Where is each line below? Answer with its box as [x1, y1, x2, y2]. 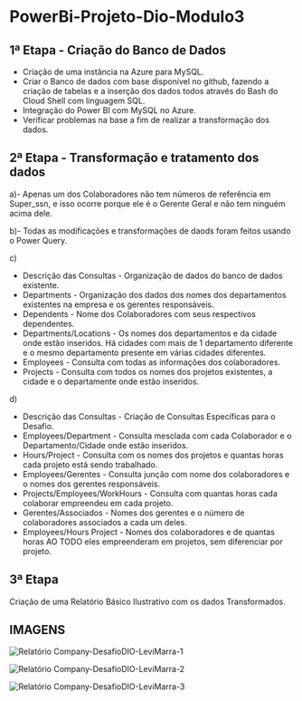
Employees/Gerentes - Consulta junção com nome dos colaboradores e [22, 468, 290, 479]
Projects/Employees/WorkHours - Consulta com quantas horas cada [22, 487, 278, 499]
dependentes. [22, 318, 75, 329]
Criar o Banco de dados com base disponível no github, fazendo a [22, 76, 269, 87]
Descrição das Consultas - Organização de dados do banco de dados [22, 270, 283, 281]
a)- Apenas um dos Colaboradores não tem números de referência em [9, 188, 271, 199]
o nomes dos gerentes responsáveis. [22, 478, 161, 489]
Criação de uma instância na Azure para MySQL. [22, 66, 204, 77]
